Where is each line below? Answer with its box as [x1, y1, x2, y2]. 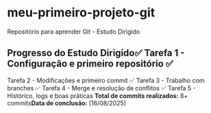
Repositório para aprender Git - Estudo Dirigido [7, 27, 140, 36]
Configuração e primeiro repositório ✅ [7, 58, 173, 70]
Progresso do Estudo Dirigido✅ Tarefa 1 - [7, 47, 185, 59]
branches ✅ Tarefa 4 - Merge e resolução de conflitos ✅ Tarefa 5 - [7, 84, 197, 92]
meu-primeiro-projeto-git [7, 5, 156, 21]
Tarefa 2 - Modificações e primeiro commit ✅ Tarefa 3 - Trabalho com [7, 76, 205, 84]
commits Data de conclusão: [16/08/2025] [7, 99, 127, 107]
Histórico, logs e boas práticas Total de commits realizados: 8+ [7, 91, 188, 100]
